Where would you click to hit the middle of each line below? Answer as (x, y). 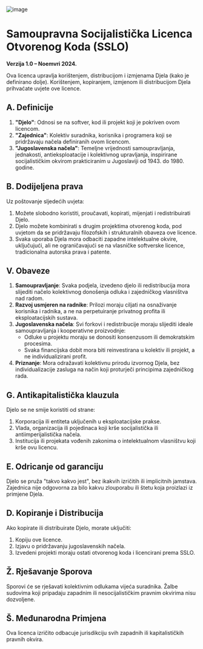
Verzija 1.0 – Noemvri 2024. (42, 63)
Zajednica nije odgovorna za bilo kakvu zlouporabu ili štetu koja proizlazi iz (100, 488)
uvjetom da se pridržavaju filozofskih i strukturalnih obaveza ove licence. (106, 232)
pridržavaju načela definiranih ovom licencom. (73, 141)
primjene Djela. (25, 494)
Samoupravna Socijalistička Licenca (99, 34)
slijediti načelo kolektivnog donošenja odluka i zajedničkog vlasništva (101, 292)
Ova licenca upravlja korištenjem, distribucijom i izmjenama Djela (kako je (98, 75)
